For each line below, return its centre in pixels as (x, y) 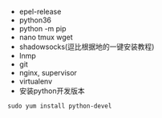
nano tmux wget (46, 37)
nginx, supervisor (48, 73)
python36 (35, 20)
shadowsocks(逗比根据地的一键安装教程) (87, 47)
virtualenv (36, 81)
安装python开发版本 (52, 91)
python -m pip (43, 28)
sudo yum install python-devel (60, 106)
